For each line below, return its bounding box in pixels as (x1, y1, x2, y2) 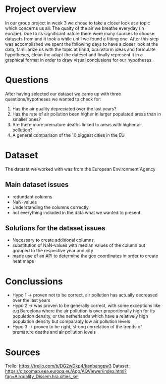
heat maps (12, 258, 34, 264)
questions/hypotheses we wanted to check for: (5, 96, 102, 102)
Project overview (5, 3, 77, 15)
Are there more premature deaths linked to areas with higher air (12, 121, 142, 127)
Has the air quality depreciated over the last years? (12, 105, 116, 111)
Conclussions (5, 276, 63, 287)
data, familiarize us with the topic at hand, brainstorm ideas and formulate (5, 46, 156, 52)
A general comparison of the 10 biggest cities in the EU (12, 132, 125, 138)
